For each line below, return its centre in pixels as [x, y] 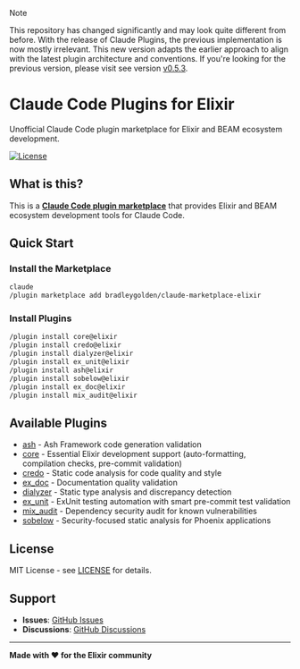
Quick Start [42, 244]
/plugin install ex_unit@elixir [69, 362]
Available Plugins [58, 423]
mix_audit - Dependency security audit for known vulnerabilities [139, 511]
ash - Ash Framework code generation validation [112, 445]
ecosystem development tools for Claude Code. [97, 215]
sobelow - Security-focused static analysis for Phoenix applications [146, 521]
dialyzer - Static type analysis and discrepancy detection [127, 492]
